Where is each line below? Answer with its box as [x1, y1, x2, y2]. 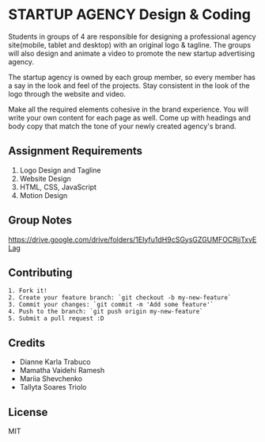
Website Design [19, 173, 71, 183]
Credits [8, 336, 46, 349]
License [8, 406, 48, 419]
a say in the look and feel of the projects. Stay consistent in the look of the [8, 81, 251, 90]
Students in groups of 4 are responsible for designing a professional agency [8, 32, 256, 41]
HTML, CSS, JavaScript [19, 182, 97, 192]
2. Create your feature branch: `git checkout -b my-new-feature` [8, 294, 232, 302]
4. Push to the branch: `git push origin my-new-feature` [8, 307, 203, 316]
